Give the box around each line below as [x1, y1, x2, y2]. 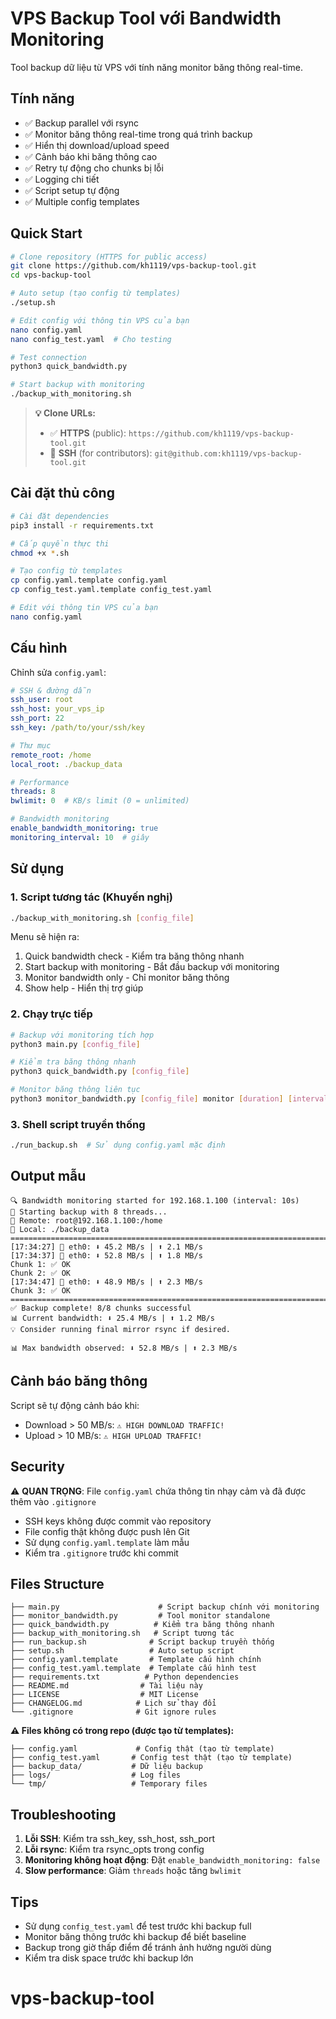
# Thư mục [10, 740, 52, 751]
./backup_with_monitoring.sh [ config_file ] [10, 913, 195, 923]
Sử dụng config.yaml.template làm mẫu [24, 1536, 190, 1548]
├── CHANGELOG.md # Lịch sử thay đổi [10, 1698, 217, 1709]
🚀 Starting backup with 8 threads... [10, 1207, 168, 1217]
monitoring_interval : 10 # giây [10, 832, 150, 842]
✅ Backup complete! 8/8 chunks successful [10, 1303, 192, 1313]
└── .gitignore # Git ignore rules [10, 1707, 217, 1717]
